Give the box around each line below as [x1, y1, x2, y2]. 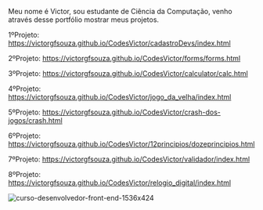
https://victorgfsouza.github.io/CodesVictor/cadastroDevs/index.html [8, 38, 231, 48]
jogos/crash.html [8, 116, 63, 125]
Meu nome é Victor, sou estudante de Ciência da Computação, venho [8, 7, 232, 16]
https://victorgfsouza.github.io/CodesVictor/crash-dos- [41, 107, 222, 117]
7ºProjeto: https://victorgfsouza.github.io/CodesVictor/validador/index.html [8, 154, 250, 164]
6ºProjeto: [8, 131, 41, 140]
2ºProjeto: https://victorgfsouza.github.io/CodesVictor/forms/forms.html [8, 54, 241, 63]
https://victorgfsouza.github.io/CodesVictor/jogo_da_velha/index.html [8, 92, 232, 101]
